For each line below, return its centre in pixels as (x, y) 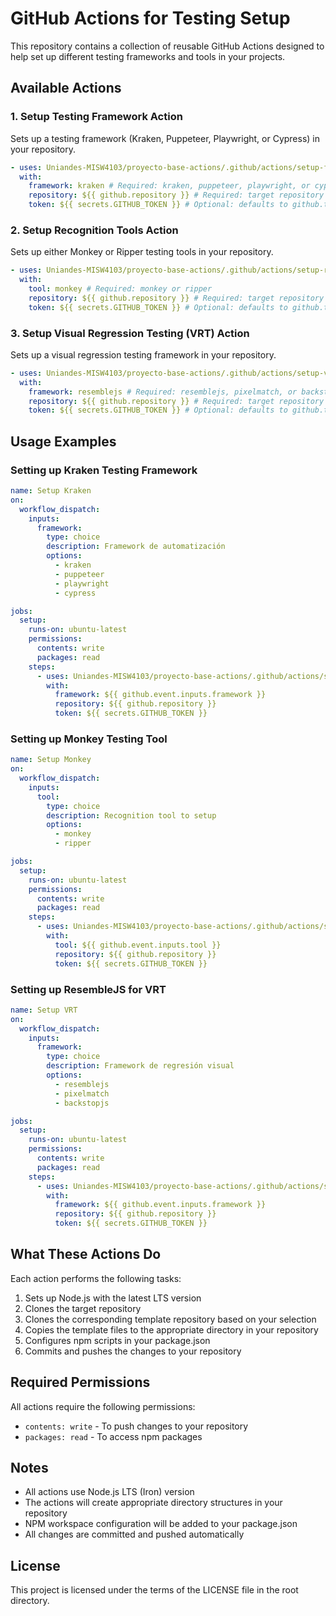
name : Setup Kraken (51, 491)
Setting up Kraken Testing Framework (104, 470)
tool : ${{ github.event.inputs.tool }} (138, 945)
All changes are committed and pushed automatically (134, 1534)
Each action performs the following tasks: (96, 1278)
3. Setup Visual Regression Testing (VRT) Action (130, 333)
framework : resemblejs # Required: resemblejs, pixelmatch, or (163, 392)
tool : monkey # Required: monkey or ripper (120, 289)
